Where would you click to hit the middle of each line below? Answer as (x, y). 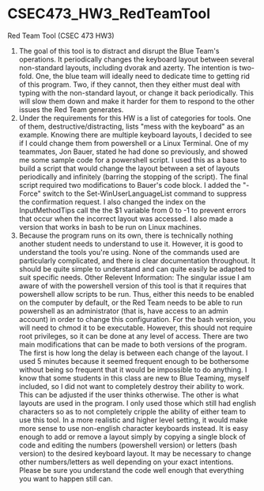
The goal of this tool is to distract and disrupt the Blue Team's (119, 51)
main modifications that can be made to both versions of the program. (133, 344)
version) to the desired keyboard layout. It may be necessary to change (135, 453)
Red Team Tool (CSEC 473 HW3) (61, 36)
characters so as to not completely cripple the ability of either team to (132, 411)
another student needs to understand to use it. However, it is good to (131, 244)
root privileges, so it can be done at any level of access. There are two (134, 335)
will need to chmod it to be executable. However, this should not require (136, 328)
